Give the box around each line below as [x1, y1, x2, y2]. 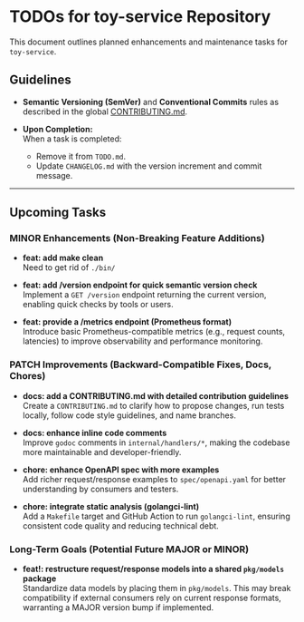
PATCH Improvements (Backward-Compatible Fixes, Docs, [9, 358, 272, 371]
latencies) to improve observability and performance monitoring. [22, 335, 263, 346]
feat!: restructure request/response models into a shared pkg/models [22, 564, 285, 575]
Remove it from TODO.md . [35, 151, 127, 161]
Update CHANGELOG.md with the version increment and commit [35, 160, 262, 171]
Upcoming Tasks [9, 205, 107, 220]
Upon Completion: [22, 123, 93, 134]
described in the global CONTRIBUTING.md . [22, 106, 188, 117]
